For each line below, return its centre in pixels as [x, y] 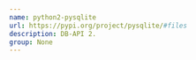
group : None [31, 42]
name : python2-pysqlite [53, 17]
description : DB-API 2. [53, 34]
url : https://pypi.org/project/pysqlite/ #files [98, 26]
